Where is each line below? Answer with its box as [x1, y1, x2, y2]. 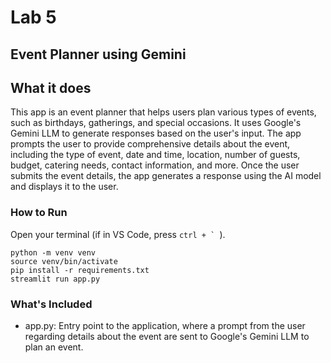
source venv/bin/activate [10, 256, 118, 266]
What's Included [10, 297, 93, 311]
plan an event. [24, 341, 84, 353]
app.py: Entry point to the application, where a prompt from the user [24, 319, 306, 331]
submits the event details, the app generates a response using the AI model [10, 170, 322, 182]
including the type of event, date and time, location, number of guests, [10, 149, 301, 161]
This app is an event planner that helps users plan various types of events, [10, 106, 317, 118]
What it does [10, 79, 92, 96]
